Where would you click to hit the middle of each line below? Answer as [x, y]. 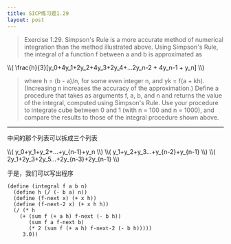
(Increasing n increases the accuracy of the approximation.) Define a [121, 88]
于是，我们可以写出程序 [40, 173]
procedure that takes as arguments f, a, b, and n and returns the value [123, 95]
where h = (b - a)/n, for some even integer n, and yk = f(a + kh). [114, 80]
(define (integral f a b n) [47, 186]
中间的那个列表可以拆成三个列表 [52, 137]
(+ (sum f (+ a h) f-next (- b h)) [70, 216]
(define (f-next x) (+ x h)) [55, 198]
